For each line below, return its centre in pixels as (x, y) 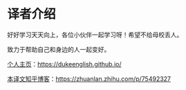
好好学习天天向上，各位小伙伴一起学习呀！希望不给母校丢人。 (95, 35)
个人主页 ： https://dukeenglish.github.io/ (64, 64)
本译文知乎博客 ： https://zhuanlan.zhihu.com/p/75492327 (89, 79)
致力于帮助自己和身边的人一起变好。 (59, 49)
